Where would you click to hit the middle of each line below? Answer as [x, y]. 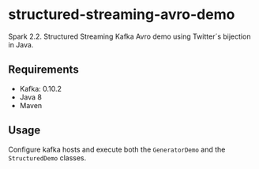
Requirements [43, 70]
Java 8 [30, 97]
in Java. [21, 44]
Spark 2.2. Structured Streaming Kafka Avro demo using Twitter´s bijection [129, 36]
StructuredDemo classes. [47, 158]
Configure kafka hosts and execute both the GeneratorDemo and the [117, 149]
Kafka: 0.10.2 [40, 88]
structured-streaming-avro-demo [122, 15]
